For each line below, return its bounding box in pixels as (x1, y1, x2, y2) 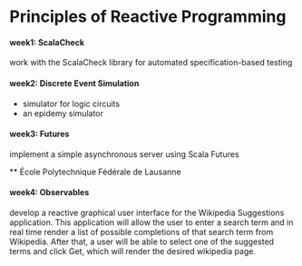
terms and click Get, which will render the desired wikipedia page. (9, 246, 257, 256)
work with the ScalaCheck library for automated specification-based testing (9, 57, 293, 68)
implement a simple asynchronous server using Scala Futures (9, 148, 239, 160)
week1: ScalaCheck (9, 36, 84, 47)
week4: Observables (9, 187, 90, 198)
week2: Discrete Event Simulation (9, 77, 140, 88)
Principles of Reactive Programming (9, 6, 287, 27)
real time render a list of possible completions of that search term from (9, 227, 274, 237)
